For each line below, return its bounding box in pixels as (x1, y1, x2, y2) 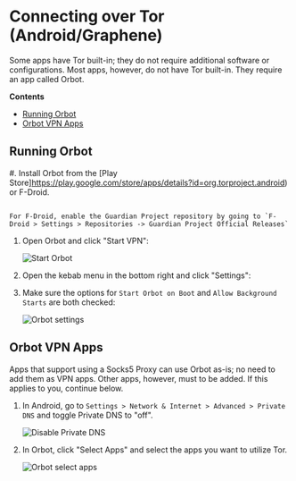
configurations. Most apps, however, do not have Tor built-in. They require (9, 64, 283, 75)
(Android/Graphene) (9, 25, 163, 46)
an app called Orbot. (9, 73, 85, 84)
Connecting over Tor (9, 6, 165, 27)
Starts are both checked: (21, 297, 116, 308)
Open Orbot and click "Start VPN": (21, 235, 149, 246)
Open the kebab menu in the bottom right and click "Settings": (21, 270, 251, 281)
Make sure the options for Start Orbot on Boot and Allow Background (21, 287, 278, 298)
